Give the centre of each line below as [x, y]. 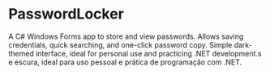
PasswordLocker [66, 14]
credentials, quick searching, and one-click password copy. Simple [120, 44]
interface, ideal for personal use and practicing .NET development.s [148, 53]
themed [21, 53]
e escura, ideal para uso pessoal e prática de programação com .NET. [125, 62]
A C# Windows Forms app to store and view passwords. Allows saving [126, 36]
